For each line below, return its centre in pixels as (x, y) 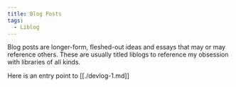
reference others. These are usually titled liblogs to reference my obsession (118, 54)
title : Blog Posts (34, 14)
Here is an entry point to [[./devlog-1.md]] (68, 76)
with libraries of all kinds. (44, 62)
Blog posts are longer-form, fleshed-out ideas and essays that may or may (117, 47)
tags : (15, 21)
